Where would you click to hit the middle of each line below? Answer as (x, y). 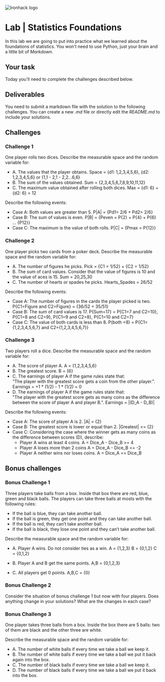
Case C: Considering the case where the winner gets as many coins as (84, 432)
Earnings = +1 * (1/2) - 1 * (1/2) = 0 (47, 386)
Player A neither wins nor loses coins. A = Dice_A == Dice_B (81, 453)
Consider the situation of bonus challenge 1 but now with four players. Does (82, 596)
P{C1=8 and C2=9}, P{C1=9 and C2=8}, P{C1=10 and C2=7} (73, 317)
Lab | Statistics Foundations (64, 28)
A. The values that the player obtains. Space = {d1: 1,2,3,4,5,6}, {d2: (81, 172)
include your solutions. (28, 117)
